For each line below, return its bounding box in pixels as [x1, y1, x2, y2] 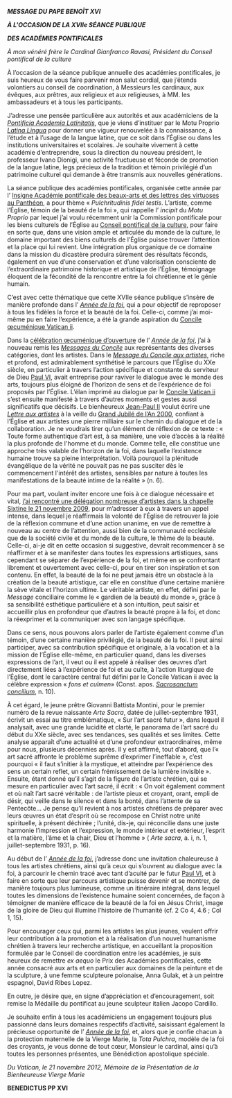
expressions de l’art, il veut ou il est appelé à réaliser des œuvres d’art [7, 658, 207, 666]
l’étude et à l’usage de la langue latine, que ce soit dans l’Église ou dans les [7, 133, 222, 142]
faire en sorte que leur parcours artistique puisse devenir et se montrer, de [7, 877, 220, 885]
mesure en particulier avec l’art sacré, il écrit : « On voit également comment [7, 782, 225, 790]
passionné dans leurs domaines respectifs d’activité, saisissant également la [7, 1020, 225, 1028]
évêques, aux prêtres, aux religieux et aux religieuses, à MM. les [7, 91, 190, 99]
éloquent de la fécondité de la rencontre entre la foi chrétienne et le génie [7, 272, 217, 280]
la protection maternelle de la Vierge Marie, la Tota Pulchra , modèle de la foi [7, 1035, 224, 1043]
